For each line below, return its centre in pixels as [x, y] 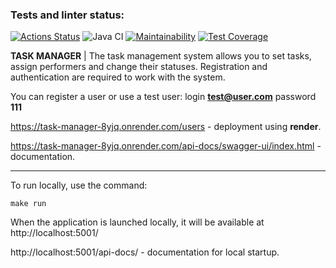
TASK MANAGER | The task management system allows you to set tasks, [161, 56]
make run [28, 204]
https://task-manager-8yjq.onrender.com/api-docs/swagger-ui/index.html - [166, 146]
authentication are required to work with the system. [118, 77]
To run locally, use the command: [79, 185]
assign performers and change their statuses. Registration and [139, 67]
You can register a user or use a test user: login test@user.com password [163, 97]
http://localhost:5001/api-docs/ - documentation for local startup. [145, 252]
